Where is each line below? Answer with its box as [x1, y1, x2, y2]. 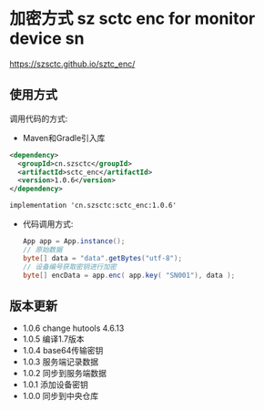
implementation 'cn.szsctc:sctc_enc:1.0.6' [9, 201, 178, 210]
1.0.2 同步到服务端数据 [22, 368, 107, 379]
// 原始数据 [22, 245, 63, 254]
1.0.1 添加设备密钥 [22, 379, 89, 390]
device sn [9, 28, 85, 49]
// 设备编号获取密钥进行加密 [22, 261, 117, 272]
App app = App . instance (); [22, 237, 126, 246]
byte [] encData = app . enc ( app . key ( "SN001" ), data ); [22, 271, 236, 280]
